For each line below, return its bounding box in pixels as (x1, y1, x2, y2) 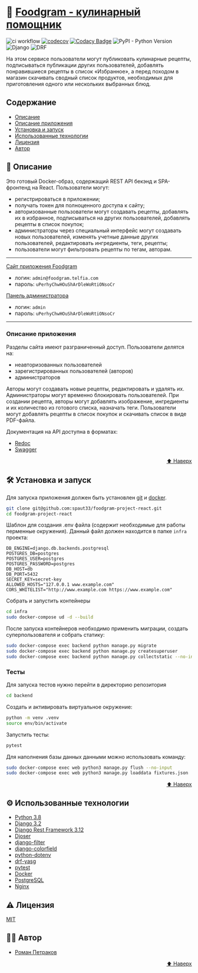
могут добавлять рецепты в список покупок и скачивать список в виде (6, 410, 187, 417)
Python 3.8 (14, 814, 41, 821)
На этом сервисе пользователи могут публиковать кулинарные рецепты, (6, 55, 192, 62)
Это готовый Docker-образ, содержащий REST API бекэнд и (6, 178, 157, 185)
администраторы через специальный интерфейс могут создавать (14, 227, 181, 234)
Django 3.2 (14, 820, 42, 827)
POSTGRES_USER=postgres (6, 556, 65, 562)
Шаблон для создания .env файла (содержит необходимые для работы (6, 521, 186, 529)
